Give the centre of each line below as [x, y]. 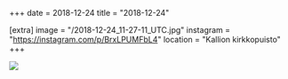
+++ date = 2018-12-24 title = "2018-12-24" [89, 13]
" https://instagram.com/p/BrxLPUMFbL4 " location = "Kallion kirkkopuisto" [145, 39]
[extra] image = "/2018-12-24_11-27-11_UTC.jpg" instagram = [120, 30]
